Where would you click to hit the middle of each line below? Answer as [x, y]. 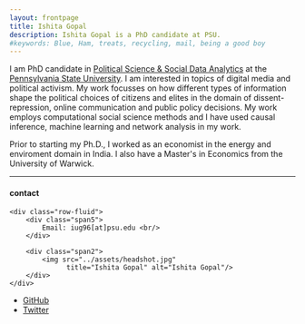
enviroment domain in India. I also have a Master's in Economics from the [146, 154]
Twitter [36, 310]
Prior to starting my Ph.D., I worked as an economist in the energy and [141, 144]
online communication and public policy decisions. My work [165, 108]
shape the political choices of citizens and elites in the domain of [131, 98]
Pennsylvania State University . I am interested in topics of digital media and [150, 79]
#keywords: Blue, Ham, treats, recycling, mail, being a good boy [138, 43]
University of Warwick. [52, 163]
